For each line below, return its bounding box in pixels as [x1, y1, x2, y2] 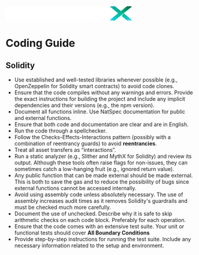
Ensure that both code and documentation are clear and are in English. [14, 121, 189, 128]
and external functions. [14, 115, 72, 121]
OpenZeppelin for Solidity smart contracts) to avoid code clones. [14, 83, 174, 89]
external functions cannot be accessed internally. [14, 185, 137, 191]
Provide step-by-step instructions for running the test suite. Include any [14, 236, 191, 242]
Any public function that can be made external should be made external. [14, 172, 193, 179]
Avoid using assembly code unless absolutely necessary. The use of [14, 191, 183, 198]
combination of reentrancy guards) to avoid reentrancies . [14, 140, 157, 147]
